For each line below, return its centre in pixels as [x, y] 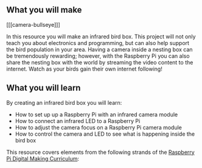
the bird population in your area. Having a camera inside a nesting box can [99, 49]
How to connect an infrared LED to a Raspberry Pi [78, 121]
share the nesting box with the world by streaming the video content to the [100, 62]
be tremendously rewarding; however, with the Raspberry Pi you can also [98, 56]
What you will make [44, 10]
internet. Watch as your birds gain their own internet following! [84, 69]
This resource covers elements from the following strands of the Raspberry [100, 152]
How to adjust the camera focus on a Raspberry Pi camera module [99, 127]
